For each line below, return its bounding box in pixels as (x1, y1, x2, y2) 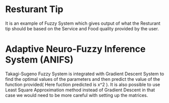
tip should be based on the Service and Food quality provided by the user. (5, 25, 159, 31)
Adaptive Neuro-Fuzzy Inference (5, 43, 146, 55)
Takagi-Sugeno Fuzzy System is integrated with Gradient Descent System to (5, 71, 164, 77)
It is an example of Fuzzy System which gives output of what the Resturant (5, 20, 160, 26)
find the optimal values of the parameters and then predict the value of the (5, 76, 160, 82)
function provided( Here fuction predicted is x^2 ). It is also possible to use (5, 81, 160, 87)
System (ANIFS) (5, 54, 74, 66)
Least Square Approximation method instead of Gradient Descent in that (5, 87, 155, 93)
